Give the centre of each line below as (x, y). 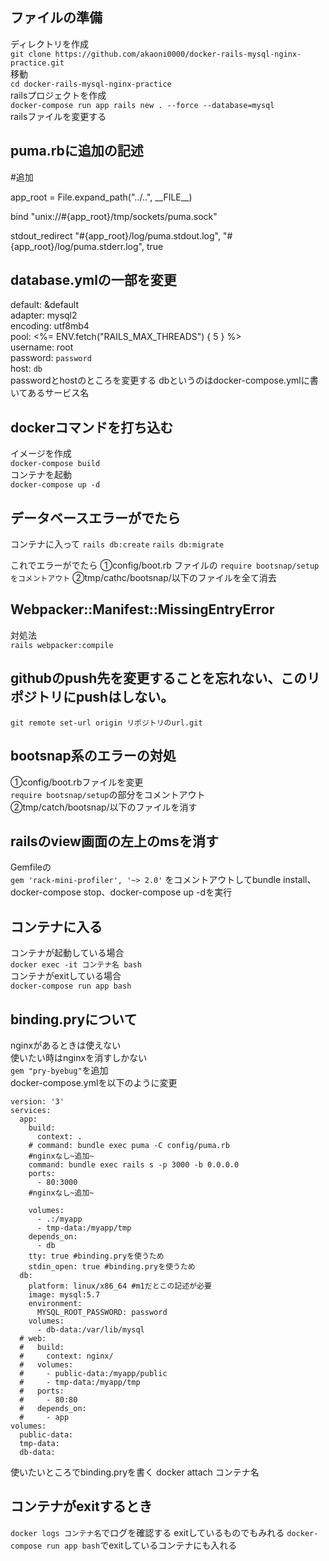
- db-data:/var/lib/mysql (90, 1329)
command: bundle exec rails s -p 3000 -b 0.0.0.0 (134, 1164)
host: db (26, 369)
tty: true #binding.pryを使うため (96, 1256)
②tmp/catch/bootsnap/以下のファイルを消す (104, 807)
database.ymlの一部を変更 (93, 280)
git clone (31, 54)
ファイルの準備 (56, 18)
